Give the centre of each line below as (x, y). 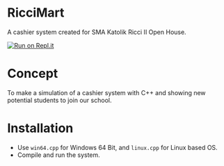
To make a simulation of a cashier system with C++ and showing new (107, 92)
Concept (33, 74)
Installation (40, 128)
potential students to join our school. (59, 100)
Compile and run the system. (59, 155)
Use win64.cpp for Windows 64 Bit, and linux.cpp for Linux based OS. (117, 147)
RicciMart (36, 13)
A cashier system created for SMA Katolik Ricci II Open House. (97, 32)
